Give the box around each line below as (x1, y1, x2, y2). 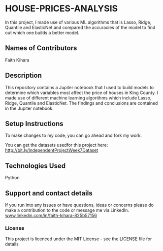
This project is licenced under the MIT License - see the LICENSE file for (5, 236, 152, 242)
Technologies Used (5, 161, 65, 170)
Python (5, 175, 20, 181)
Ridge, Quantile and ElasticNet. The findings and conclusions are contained (5, 100, 158, 106)
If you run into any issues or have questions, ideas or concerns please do (5, 202, 154, 208)
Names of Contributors (5, 44, 77, 52)
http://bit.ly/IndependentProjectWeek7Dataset (5, 147, 98, 153)
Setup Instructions (5, 119, 64, 128)
